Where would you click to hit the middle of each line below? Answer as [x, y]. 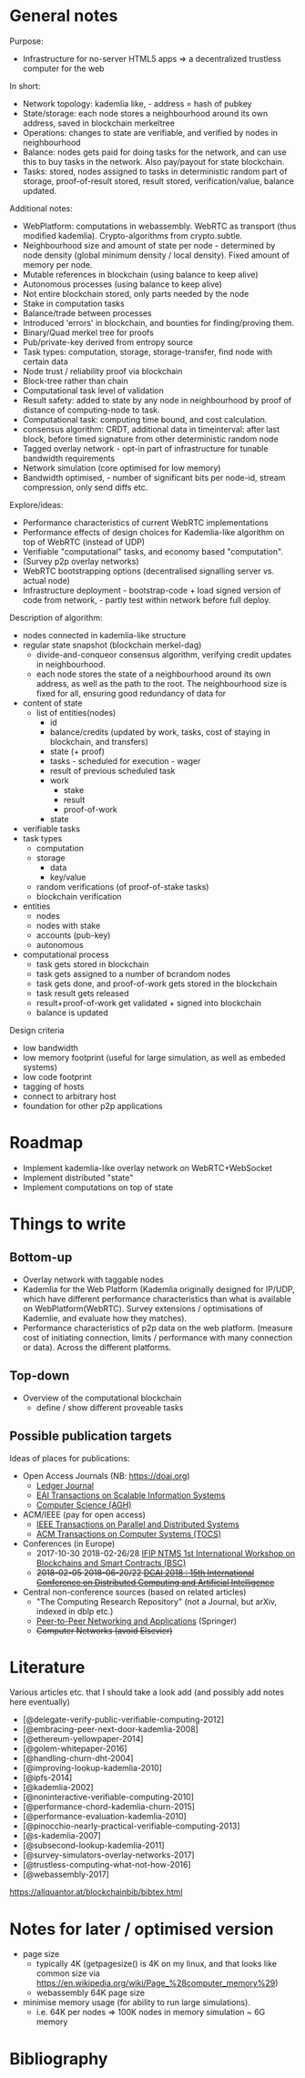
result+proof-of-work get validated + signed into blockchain [149, 1003]
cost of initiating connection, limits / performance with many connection [158, 1337]
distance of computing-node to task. [91, 410]
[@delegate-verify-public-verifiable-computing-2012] [123, 1720]
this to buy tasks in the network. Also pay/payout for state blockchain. [153, 161]
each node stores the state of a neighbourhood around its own [153, 674]
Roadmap [46, 1143]
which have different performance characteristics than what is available [157, 1299]
